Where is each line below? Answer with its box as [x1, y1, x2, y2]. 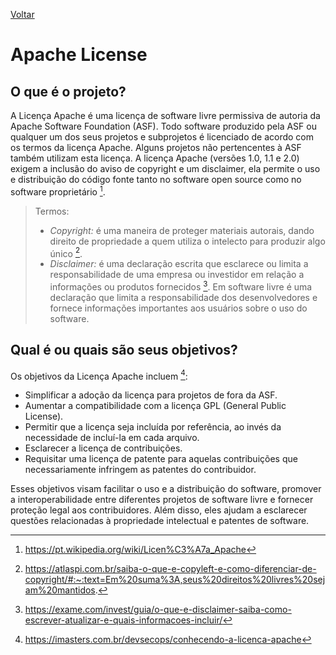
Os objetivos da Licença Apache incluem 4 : [10, 368, 188, 382]
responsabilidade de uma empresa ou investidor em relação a [49, 269, 305, 281]
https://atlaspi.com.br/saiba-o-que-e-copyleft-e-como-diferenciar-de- [24, 563, 317, 575]
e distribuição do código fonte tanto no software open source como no [10, 174, 302, 185]
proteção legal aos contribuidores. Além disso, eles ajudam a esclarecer [10, 504, 308, 516]
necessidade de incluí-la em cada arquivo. [24, 432, 200, 444]
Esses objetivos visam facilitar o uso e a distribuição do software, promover [10, 483, 322, 495]
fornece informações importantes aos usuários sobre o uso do [49, 302, 308, 314]
